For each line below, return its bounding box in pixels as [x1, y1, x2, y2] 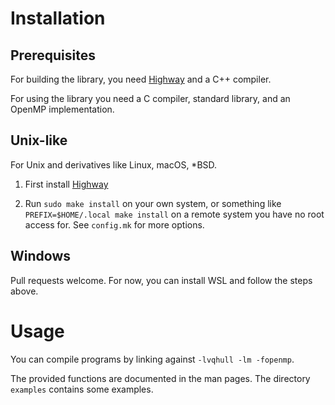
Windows [10, 248, 71, 265]
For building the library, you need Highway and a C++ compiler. [10, 73, 272, 85]
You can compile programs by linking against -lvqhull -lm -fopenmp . [10, 353, 295, 365]
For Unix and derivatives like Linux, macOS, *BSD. [10, 158, 218, 171]
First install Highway [24, 178, 109, 190]
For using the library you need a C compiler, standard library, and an [10, 93, 291, 104]
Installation [10, 7, 106, 30]
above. [10, 285, 39, 297]
